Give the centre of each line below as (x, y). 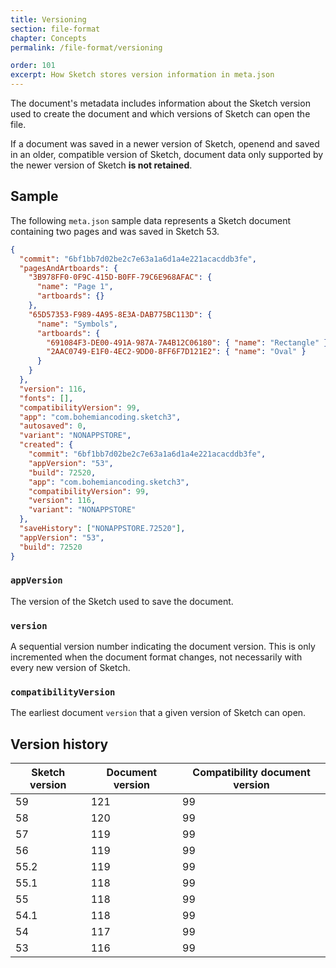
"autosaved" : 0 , (53, 426)
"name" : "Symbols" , (77, 324)
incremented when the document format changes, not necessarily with (156, 657)
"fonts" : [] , (46, 398)
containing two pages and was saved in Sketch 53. (115, 231)
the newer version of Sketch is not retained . (101, 165)
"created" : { (46, 445)
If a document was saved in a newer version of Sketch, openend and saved (165, 144)
